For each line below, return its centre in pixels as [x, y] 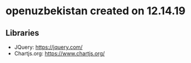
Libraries [22, 33]
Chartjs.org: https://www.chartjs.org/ [60, 53]
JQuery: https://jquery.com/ [48, 47]
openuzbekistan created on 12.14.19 [95, 11]
